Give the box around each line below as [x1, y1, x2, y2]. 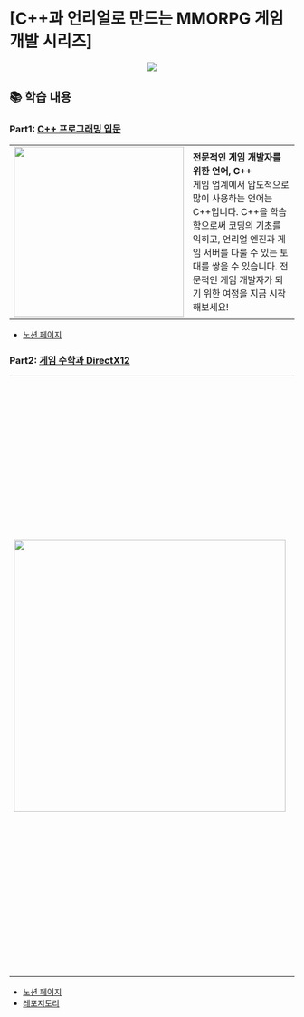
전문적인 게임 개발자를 [193, 151, 281, 163]
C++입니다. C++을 [193, 205, 269, 218]
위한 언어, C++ [193, 164, 252, 177]
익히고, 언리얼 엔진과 [193, 232, 276, 245]
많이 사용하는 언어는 [193, 191, 273, 204]
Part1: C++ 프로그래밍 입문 [9, 123, 121, 136]
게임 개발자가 [220, 273, 273, 286]
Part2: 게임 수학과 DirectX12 [9, 354, 130, 367]
